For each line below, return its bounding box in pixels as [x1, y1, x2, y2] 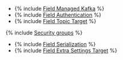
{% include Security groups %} [5, 29, 83, 36]
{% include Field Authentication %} [14, 11, 101, 18]
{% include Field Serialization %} [14, 41, 96, 48]
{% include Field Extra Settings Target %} [14, 47, 118, 54]
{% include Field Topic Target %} [14, 18, 97, 24]
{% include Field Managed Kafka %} [14, 5, 104, 12]
